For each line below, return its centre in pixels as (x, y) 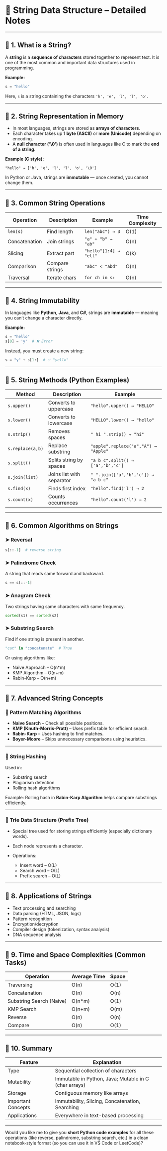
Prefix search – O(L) (40, 876)
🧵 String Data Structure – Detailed (76, 10)
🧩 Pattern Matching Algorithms (43, 712)
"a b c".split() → (112, 460)
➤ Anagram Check (28, 596)
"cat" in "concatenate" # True (39, 648)
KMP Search (22, 1009)
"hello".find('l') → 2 (117, 488)
